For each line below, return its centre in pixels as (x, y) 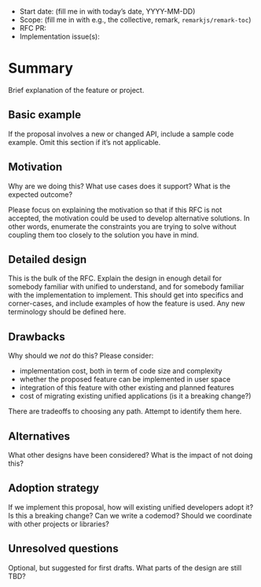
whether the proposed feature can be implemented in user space (125, 379)
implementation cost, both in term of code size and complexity (121, 371)
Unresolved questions (64, 549)
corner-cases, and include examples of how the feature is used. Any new (127, 303)
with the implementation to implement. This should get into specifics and (126, 295)
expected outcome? (40, 194)
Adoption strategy (54, 488)
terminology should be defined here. (67, 312)
